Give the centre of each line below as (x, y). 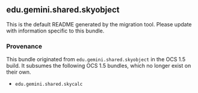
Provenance (24, 46)
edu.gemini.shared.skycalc (49, 84)
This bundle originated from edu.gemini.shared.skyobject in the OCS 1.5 (96, 59)
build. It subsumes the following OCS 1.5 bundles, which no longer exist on (99, 66)
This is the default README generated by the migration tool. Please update (99, 24)
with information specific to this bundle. (55, 31)
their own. (19, 72)
